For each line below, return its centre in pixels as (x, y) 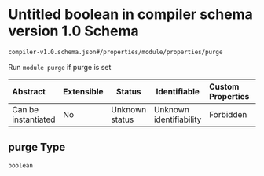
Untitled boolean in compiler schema (130, 15)
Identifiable (178, 91)
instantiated (34, 119)
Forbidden (228, 114)
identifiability (178, 119)
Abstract (29, 91)
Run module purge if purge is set (60, 67)
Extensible (83, 91)
